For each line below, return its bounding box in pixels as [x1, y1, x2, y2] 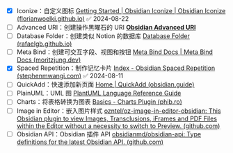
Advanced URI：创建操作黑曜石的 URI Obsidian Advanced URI [16, 24, 196, 32]
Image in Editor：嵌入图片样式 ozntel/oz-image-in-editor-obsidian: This [16, 107, 221, 115]
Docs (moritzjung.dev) [16, 55, 81, 64]
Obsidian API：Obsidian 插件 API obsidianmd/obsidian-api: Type [16, 129, 202, 138]
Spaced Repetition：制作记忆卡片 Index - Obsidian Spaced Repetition [16, 64, 216, 72]
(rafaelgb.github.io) [16, 39, 72, 48]
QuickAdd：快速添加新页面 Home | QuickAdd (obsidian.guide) [16, 80, 195, 89]
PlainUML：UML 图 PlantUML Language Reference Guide [16, 89, 182, 98]
